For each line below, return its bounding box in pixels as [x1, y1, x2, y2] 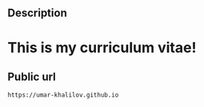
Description [7, 6, 67, 20]
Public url [7, 69, 57, 83]
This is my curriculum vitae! [7, 38, 197, 57]
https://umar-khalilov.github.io [7, 91, 119, 99]
